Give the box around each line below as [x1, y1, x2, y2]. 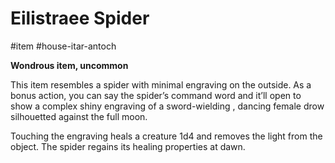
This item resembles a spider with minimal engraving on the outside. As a [10, 78, 312, 91]
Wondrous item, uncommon [10, 59, 129, 71]
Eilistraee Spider [10, 7, 150, 30]
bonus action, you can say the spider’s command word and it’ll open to [10, 89, 302, 101]
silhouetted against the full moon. [10, 110, 148, 122]
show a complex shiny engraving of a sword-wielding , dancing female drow [10, 100, 325, 112]
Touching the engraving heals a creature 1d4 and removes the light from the [10, 130, 323, 142]
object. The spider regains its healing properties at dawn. [10, 140, 246, 152]
